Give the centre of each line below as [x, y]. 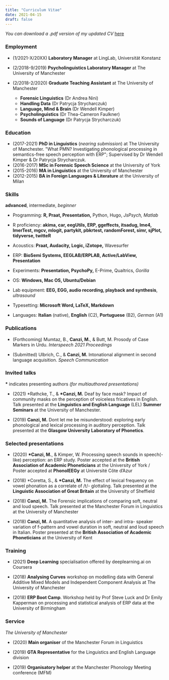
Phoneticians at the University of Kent [52, 538]
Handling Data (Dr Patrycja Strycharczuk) [64, 103]
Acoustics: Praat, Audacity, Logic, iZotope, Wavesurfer [71, 245]
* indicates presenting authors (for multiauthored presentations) [72, 384]
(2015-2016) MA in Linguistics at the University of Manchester [78, 171]
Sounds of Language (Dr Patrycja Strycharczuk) [70, 119]
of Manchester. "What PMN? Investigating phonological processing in [85, 149]
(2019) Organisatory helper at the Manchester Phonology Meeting [82, 667]
